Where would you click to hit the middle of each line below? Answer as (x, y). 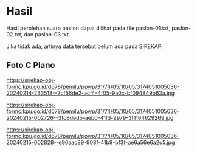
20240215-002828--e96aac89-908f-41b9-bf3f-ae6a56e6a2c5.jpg (91, 142)
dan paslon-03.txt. (47, 34)
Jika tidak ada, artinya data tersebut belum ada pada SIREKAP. (85, 46)
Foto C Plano (31, 65)
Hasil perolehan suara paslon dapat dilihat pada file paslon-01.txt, (88, 28)
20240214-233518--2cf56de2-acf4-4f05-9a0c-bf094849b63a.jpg (91, 93)
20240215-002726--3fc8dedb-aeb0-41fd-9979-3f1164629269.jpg (90, 117)
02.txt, (15, 34)
